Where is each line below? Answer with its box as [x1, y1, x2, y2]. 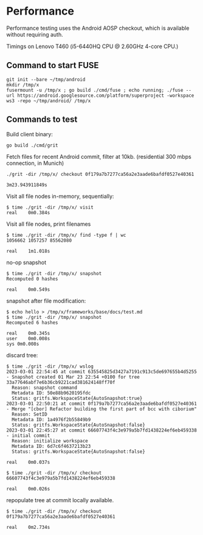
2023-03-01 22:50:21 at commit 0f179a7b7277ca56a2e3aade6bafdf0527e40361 [6, 400, 198, 407]
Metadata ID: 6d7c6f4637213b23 [12, 443, 91, 449]
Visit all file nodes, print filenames [6, 220, 91, 228]
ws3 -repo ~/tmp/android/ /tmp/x [6, 97, 91, 104]
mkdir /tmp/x [6, 82, 40, 88]
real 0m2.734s [6, 524, 50, 530]
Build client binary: [6, 130, 53, 138]
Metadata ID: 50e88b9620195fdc [12, 390, 91, 396]
